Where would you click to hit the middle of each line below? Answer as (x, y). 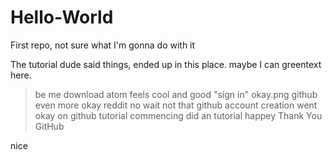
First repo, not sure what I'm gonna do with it (103, 45)
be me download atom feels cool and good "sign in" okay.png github (176, 94)
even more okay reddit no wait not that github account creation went (176, 105)
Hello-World (62, 17)
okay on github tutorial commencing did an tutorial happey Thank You (178, 115)
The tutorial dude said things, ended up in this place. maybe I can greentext (166, 64)
